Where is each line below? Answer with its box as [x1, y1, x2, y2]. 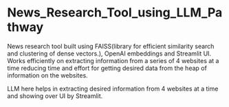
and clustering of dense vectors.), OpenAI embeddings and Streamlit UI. [7, 49, 212, 58]
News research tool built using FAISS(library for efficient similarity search [7, 42, 215, 50]
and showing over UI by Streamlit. [7, 91, 103, 100]
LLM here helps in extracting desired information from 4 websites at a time [7, 84, 219, 93]
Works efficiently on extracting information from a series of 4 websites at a [7, 56, 219, 64]
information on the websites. [7, 71, 88, 80]
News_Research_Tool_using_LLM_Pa [7, 5, 223, 21]
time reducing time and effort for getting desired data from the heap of [7, 64, 208, 72]
